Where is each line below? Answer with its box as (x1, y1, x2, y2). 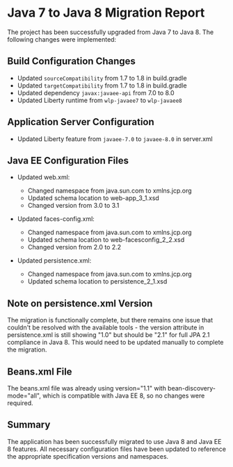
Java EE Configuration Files (7, 154, 129, 166)
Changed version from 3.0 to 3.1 (27, 202, 120, 210)
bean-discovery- (168, 384, 216, 392)
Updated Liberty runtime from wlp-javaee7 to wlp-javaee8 (17, 96, 182, 104)
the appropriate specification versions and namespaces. (7, 452, 169, 460)
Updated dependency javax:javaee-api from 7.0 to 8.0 (17, 88, 175, 97)
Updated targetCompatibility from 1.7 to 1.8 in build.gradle (17, 81, 187, 90)
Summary (7, 419, 51, 431)
